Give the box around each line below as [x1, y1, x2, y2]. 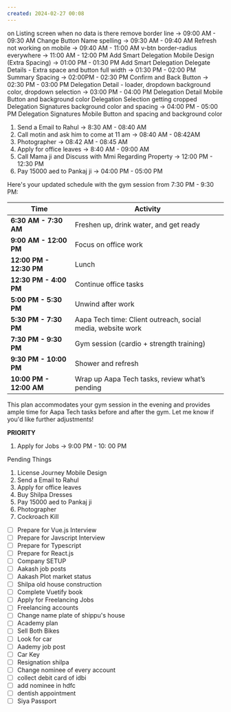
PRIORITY [7, 428, 36, 436]
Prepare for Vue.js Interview [16, 525, 97, 534]
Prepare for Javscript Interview [16, 533, 105, 542]
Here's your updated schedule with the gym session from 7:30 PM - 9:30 [7, 180, 214, 188]
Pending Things [7, 455, 52, 463]
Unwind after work [74, 299, 135, 309]
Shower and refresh [74, 358, 139, 368]
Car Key [16, 650, 40, 658]
